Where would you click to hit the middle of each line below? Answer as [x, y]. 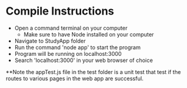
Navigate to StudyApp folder [50, 41]
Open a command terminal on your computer [71, 28]
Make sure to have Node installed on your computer [89, 34]
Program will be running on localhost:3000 [68, 53]
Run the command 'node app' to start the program [77, 47]
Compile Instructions [60, 11]
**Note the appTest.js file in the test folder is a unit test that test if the [93, 72]
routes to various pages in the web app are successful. [75, 78]
